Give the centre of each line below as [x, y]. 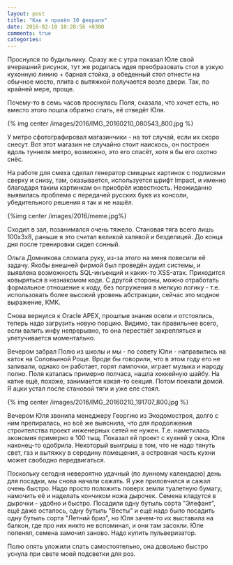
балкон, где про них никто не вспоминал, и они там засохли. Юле [105, 526]
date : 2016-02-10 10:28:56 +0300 [56, 27]
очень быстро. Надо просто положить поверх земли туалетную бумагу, [115, 488]
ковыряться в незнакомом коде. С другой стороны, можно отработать [113, 280]
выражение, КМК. [34, 302]
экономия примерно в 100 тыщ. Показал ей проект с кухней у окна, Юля [116, 438]
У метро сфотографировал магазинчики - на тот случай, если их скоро [113, 137]
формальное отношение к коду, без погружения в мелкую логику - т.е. [114, 287]
